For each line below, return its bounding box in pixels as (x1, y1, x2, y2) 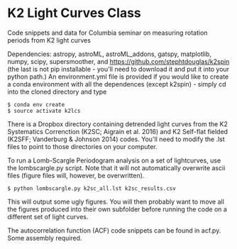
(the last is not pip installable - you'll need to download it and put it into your (7, 65, 229, 73)
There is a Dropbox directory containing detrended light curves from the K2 (7, 119, 228, 128)
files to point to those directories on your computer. (7, 142, 158, 150)
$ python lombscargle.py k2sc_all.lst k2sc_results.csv (7, 184, 176, 192)
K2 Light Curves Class (7, 5, 142, 21)
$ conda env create (7, 101, 65, 108)
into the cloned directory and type (7, 87, 107, 96)
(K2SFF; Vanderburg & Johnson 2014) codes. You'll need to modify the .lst (7, 135, 225, 143)
